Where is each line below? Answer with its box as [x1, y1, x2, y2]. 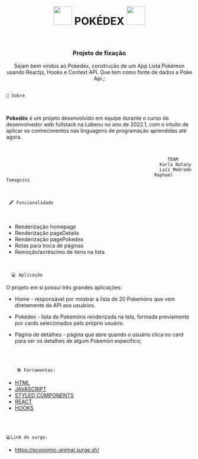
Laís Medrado [159, 167, 192, 173]
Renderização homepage [14, 223, 76, 231]
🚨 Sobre [6, 93, 25, 99]
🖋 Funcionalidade [8, 200, 54, 206]
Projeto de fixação [72, 49, 126, 57]
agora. [6, 133, 22, 141]
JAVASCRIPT [14, 385, 47, 393]
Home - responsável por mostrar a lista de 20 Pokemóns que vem [14, 295, 176, 302]
